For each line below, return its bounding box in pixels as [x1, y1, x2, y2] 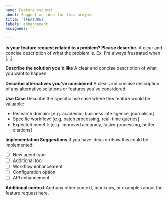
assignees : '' [5, 26, 35, 31]
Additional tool [12, 157, 43, 164]
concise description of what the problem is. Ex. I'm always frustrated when [5, 50, 161, 56]
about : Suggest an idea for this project [5, 12, 94, 17]
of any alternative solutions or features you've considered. [5, 86, 127, 92]
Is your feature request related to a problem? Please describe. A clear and [5, 45, 162, 51]
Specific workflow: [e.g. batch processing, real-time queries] [12, 116, 140, 122]
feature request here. [5, 190, 49, 196]
